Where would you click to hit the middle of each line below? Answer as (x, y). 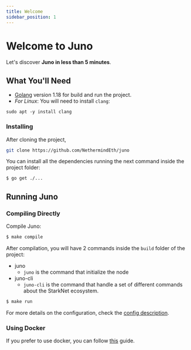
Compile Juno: (24, 226)
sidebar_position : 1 (31, 17)
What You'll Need (39, 81)
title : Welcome (25, 11)
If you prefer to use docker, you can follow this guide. (70, 341)
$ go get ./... (25, 179)
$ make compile (25, 237)
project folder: (23, 167)
